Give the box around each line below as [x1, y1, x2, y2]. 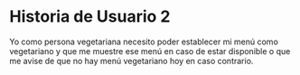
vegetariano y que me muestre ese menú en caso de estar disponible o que [9, 45, 291, 56]
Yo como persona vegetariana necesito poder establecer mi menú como [9, 36, 278, 47]
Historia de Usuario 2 [9, 6, 171, 27]
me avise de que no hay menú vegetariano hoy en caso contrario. [9, 55, 254, 66]
